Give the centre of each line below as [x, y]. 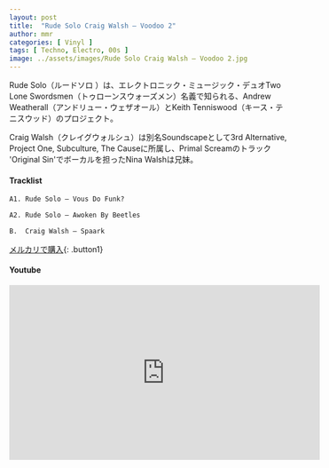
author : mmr [31, 34]
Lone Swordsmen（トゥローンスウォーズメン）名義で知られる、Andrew [141, 96]
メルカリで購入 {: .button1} [56, 249]
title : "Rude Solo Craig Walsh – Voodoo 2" [93, 26]
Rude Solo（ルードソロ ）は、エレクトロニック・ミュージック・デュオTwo [145, 85]
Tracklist [26, 180]
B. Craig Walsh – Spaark [57, 231]
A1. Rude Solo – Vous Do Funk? [67, 199]
